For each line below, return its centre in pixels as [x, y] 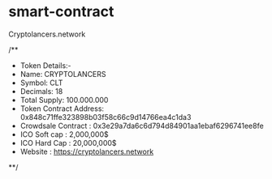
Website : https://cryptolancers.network [87, 151]
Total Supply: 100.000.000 [64, 100]
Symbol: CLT [41, 83]
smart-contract [61, 12]
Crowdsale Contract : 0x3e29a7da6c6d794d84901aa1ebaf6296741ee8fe [142, 126]
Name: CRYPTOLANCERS [63, 74]
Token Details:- [45, 65]
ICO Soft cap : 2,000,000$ [65, 134]
